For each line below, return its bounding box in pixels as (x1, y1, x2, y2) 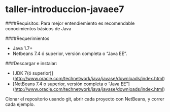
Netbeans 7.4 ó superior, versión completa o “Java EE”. (12, 50, 127, 57)
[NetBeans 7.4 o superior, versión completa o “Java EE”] (12, 81, 130, 87)
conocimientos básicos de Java (5, 25, 72, 31)
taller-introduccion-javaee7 (5, 4, 124, 15)
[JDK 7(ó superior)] (12, 70, 53, 76)
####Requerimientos (5, 35, 50, 41)
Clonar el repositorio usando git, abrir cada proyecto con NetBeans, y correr (5, 96, 165, 102)
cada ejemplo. (5, 101, 35, 107)
